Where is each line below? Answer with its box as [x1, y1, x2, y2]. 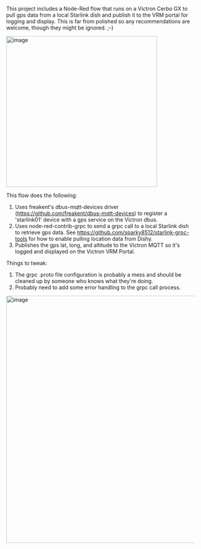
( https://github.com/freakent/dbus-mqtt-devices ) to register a [14, 210, 167, 217]
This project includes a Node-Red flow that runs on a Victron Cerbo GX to [6, 5, 188, 12]
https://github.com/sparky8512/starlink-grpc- [77, 229, 190, 236]
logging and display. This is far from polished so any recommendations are [6, 18, 190, 25]
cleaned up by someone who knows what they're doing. [14, 278, 154, 284]
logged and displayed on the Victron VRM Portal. [14, 248, 136, 255]
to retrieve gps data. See [14, 229, 76, 236]
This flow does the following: [6, 192, 78, 199]
